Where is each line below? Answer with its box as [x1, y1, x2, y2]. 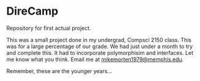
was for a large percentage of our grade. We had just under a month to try [6, 43, 193, 50]
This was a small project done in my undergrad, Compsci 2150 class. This [6, 36, 191, 43]
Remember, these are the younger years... [6, 67, 113, 74]
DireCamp [6, 4, 59, 18]
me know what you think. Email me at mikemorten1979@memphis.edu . [6, 55, 184, 63]
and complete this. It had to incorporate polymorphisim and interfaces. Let [6, 49, 194, 56]
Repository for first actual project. [6, 24, 92, 32]
